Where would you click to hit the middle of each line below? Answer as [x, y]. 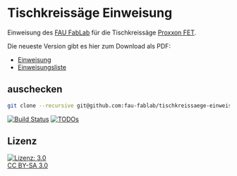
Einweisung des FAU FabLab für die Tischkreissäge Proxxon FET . [102, 32]
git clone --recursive [41, 106]
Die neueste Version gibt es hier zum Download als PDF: [89, 46]
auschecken [35, 89]
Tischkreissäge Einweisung [90, 13]
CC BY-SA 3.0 [28, 165]
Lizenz [22, 141]
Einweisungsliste [42, 67]
